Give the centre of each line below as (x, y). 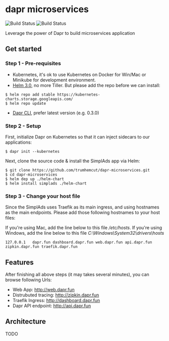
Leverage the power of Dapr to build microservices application (70, 33)
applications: (18, 142)
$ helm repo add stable (30, 95)
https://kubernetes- (79, 95)
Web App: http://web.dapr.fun (43, 290)
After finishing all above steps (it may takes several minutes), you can (77, 275)
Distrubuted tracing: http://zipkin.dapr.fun (56, 295)
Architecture (26, 322)
